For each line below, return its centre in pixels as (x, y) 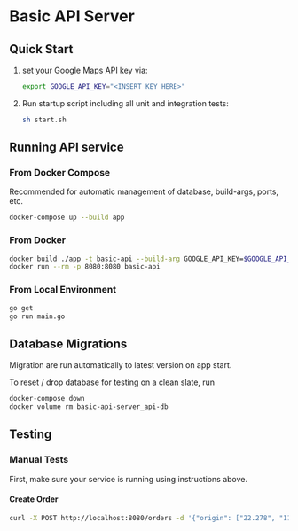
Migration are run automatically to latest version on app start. (121, 365)
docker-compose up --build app (67, 218)
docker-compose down (47, 399)
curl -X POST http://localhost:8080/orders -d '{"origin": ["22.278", (142, 518)
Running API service (67, 148)
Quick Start (41, 49)
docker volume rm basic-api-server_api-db (89, 407)
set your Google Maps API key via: (85, 70)
